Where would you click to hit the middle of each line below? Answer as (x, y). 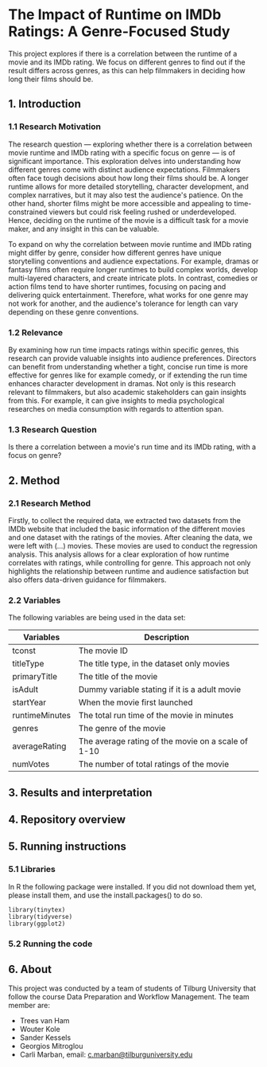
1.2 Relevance (36, 332)
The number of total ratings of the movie (153, 764)
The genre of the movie (122, 729)
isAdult (25, 690)
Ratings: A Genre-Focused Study (119, 31)
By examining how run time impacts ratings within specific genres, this (124, 350)
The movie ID (103, 651)
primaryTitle (35, 677)
